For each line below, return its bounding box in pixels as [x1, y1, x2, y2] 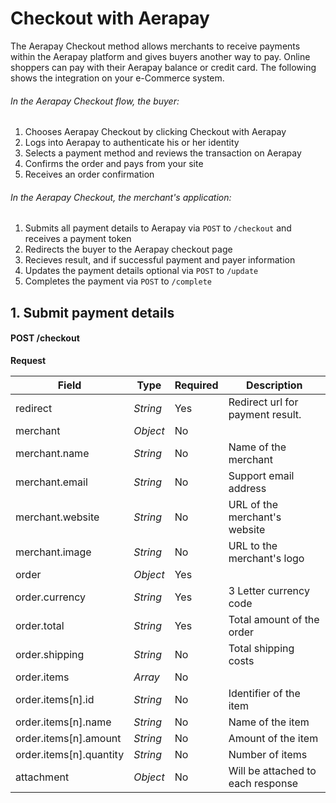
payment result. [228, 407, 302, 421]
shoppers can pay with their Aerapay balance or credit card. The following [10, 61, 317, 73]
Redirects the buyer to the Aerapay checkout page [24, 243, 233, 256]
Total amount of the [228, 612, 320, 626]
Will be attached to [228, 763, 317, 777]
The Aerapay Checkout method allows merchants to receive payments [10, 40, 301, 52]
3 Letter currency [228, 583, 310, 597]
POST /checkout [10, 332, 80, 344]
